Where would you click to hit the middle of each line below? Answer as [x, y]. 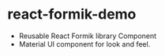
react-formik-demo [72, 14]
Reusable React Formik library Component [88, 36]
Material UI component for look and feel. [84, 44]
